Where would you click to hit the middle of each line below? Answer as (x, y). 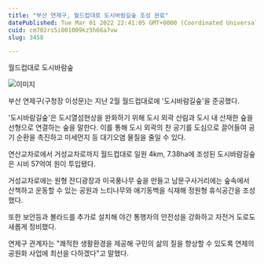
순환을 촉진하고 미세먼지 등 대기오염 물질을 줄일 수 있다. (101, 138)
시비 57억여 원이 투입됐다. (56, 164)
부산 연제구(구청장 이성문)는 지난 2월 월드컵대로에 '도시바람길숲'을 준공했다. (124, 101)
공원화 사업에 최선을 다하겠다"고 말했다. (69, 253)
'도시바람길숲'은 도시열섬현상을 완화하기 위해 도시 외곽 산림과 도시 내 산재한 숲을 (131, 118)
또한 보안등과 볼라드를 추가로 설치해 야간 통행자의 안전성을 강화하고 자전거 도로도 (132, 217)
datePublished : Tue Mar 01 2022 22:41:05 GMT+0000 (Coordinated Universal (133, 23)
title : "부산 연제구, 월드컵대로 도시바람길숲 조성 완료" (88, 15)
